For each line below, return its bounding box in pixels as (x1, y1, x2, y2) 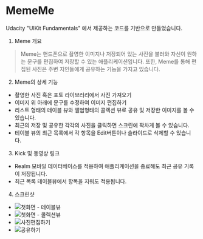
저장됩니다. (21, 170, 48, 177)
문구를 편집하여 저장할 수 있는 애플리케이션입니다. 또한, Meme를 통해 (27, 58, 191, 65)
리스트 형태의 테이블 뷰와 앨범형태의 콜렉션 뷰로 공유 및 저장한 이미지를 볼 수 (14, 106, 195, 113)
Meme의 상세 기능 (14, 78, 58, 86)
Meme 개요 (14, 37, 42, 44)
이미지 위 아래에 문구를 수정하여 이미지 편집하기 (14, 98, 127, 106)
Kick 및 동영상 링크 (14, 149, 60, 157)
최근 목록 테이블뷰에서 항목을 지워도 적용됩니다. (14, 177, 127, 185)
